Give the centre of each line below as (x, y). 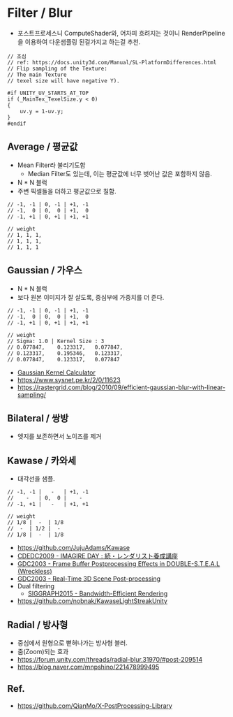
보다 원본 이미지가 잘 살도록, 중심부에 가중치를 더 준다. (91, 297)
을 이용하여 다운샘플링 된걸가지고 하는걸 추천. (79, 42)
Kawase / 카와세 (42, 460)
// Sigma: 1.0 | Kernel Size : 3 (56, 341)
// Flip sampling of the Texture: (58, 68)
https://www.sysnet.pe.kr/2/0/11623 (69, 379)
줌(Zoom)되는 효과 (43, 652)
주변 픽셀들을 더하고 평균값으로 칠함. (67, 191)
